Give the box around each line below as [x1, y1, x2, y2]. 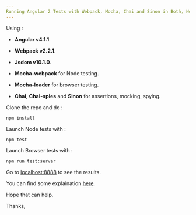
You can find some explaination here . [6, 179, 95, 187]
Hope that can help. [6, 191, 54, 198]
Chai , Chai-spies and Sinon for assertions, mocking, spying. [14, 92, 161, 99]
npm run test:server [6, 158, 57, 164]
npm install [6, 115, 35, 121]
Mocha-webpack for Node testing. [14, 70, 99, 77]
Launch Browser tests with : [6, 147, 73, 154]
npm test [6, 137, 27, 143]
